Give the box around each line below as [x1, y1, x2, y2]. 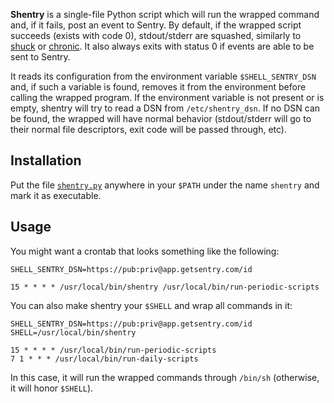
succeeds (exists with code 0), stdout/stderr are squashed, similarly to [10, 30, 302, 41]
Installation [10, 152, 82, 169]
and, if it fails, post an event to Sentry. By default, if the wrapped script [10, 19, 302, 31]
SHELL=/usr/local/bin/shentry [10, 327, 137, 338]
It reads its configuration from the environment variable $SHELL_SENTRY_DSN [10, 70, 317, 82]
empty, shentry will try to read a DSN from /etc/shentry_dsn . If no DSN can [10, 102, 321, 114]
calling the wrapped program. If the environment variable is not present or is [10, 92, 325, 103]
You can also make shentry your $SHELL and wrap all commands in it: [10, 299, 293, 311]
